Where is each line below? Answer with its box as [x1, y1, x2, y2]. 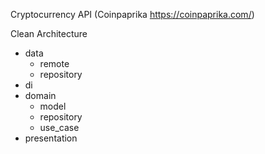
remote [39, 58, 70, 69]
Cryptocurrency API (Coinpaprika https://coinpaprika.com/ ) [10, 9, 255, 20]
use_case [39, 122, 80, 133]
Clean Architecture [10, 28, 88, 39]
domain [24, 90, 57, 101]
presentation [24, 132, 78, 144]
